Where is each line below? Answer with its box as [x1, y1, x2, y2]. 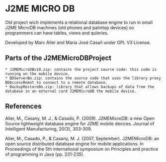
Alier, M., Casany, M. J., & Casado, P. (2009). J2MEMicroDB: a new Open [5, 115, 155, 121]
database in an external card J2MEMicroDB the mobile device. [5, 89, 137, 94]
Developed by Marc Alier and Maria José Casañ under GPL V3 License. [5, 39, 151, 45]
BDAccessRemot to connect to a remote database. [5, 80, 108, 85]
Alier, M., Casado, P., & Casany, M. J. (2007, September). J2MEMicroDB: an [5, 135, 160, 141]
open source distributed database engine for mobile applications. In [5, 141, 144, 147]
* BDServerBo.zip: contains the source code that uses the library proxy [5, 75, 162, 81]
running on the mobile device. [5, 71, 70, 76]
